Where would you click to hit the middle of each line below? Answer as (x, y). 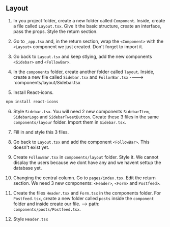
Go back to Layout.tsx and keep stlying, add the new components (82, 56)
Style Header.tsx (31, 219)
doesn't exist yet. (31, 147)
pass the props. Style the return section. (55, 31)
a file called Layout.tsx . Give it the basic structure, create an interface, (87, 26)
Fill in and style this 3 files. (41, 132)
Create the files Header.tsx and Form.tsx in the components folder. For (87, 193)
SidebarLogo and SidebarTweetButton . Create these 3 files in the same (86, 117)
